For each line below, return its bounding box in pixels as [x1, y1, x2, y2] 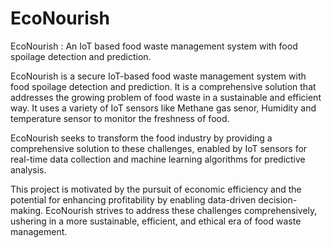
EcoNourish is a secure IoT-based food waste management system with [10, 70, 307, 82]
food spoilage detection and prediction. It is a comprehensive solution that [10, 80, 317, 92]
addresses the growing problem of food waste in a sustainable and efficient [10, 91, 322, 103]
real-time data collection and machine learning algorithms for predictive [10, 153, 306, 165]
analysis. [10, 163, 47, 176]
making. [10, 204, 44, 216]
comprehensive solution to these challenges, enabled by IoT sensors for [10, 142, 308, 154]
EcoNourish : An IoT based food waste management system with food [10, 40, 298, 52]
